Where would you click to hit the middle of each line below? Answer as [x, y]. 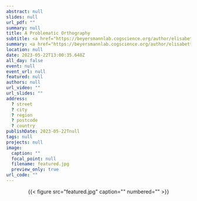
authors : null [23, 83]
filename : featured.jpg [40, 164]
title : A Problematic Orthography [48, 33]
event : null [21, 66]
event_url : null [26, 71]
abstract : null [25, 11]
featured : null [25, 77]
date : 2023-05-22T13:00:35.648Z [45, 55]
